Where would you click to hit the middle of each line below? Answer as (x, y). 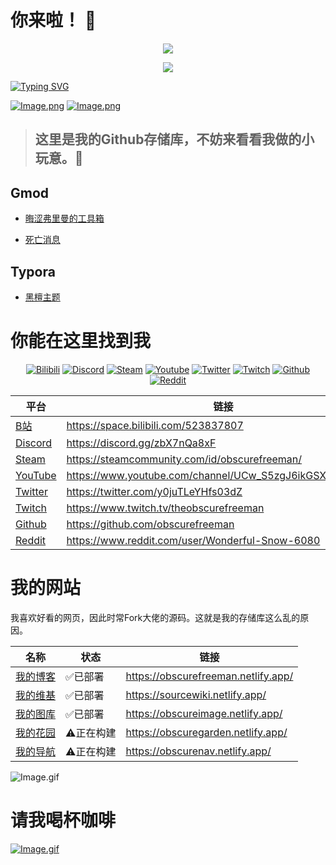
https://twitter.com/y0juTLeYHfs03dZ (154, 491)
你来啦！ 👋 (53, 20)
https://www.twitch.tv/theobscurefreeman (165, 508)
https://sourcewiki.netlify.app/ (196, 694)
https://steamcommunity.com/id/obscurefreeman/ (184, 459)
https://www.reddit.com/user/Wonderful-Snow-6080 (193, 540)
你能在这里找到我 (81, 341)
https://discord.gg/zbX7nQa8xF (141, 443)
